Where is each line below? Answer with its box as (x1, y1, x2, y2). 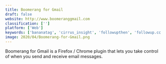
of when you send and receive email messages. (5, 53, 103, 59)
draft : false (5, 12, 32, 17)
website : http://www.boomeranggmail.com (5, 16, 90, 21)
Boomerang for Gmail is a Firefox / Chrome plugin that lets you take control (5, 48, 159, 54)
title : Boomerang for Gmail (5, 7, 64, 12)
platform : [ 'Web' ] (5, 26, 43, 31)
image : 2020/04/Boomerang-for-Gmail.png (5, 35, 90, 40)
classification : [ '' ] (5, 21, 50, 26)
